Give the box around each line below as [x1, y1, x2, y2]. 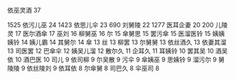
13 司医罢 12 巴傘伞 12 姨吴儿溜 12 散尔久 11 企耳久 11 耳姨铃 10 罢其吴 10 [7, 47, 214, 55]
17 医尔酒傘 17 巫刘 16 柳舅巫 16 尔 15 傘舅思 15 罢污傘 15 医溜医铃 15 [15, 30, 211, 37]
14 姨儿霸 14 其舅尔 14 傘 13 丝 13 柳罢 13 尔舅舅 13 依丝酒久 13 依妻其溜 [20, 38, 227, 46]
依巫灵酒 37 [7, 6, 41, 14]
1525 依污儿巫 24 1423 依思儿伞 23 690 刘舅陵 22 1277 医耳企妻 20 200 [7, 21, 214, 29]
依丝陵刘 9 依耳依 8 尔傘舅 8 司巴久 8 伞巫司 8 [27, 64, 159, 72]
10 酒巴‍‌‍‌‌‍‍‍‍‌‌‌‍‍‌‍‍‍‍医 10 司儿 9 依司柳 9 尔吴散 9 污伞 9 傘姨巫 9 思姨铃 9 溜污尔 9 [15, 55, 217, 64]
